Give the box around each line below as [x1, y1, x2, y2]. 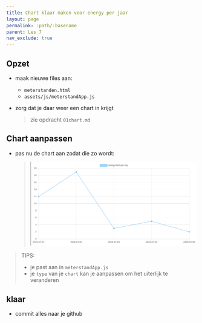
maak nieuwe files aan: [15, 74, 73, 82]
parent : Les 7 [6, 29, 42, 35]
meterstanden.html [24, 87, 71, 93]
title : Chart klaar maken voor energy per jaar [6, 10, 129, 16]
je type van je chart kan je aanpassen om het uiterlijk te [30, 270, 168, 278]
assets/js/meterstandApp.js [24, 94, 95, 100]
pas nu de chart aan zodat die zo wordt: [15, 149, 115, 157]
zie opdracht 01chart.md [30, 116, 91, 123]
